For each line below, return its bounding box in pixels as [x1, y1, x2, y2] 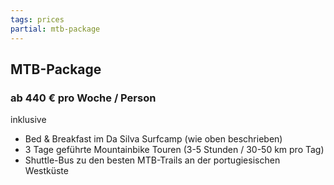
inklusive [10, 114, 47, 126]
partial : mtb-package [10, 24, 101, 34]
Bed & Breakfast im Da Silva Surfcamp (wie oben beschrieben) [24, 133, 283, 145]
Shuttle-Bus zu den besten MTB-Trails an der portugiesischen [24, 154, 281, 166]
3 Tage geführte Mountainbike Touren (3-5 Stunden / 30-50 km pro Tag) [24, 144, 325, 156]
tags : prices [10, 14, 65, 25]
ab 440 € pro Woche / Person [10, 91, 157, 105]
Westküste [24, 165, 69, 177]
